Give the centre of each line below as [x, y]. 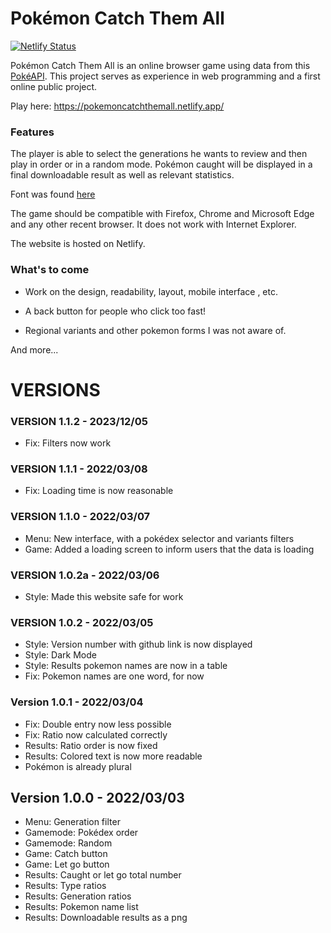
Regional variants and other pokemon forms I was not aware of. [155, 330]
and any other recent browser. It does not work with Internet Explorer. [153, 224]
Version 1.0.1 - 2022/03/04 [77, 702]
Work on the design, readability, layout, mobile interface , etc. [151, 291]
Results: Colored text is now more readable [113, 756]
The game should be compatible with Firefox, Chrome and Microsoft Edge [162, 214]
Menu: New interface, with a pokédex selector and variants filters [159, 538]
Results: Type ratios [65, 886]
